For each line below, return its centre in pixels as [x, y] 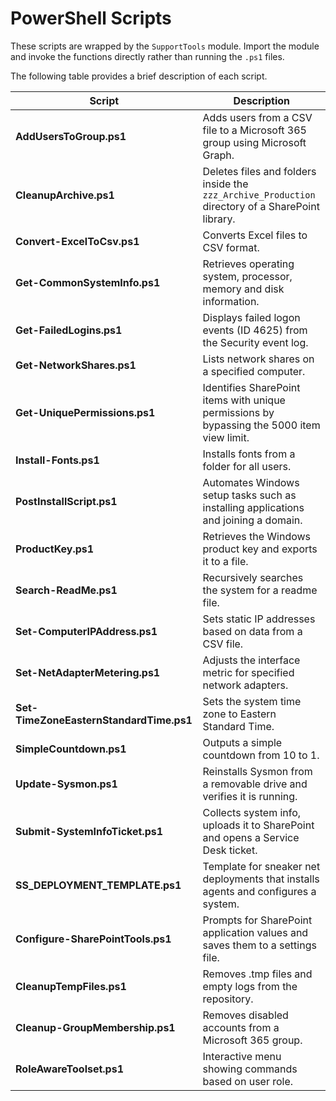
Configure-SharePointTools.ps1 [93, 939]
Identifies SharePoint [251, 387]
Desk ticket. [230, 850]
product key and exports [260, 549]
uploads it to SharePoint [258, 825]
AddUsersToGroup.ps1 [71, 136]
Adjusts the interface [251, 660]
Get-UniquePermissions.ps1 [85, 412]
